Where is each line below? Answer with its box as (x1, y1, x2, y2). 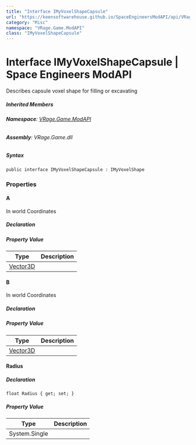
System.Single (9, 430, 48, 438)
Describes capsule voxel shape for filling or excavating (6, 87, 138, 94)
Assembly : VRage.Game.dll (6, 133, 73, 141)
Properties (6, 180, 37, 188)
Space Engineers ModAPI (6, 68, 132, 81)
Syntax (6, 152, 24, 159)
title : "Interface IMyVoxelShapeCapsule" (6, 8, 108, 15)
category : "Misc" (6, 19, 48, 25)
